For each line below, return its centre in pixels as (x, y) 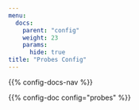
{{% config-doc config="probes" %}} (69, 97)
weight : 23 (41, 38)
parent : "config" (51, 30)
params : (35, 45)
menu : (17, 15)
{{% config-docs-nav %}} (51, 82)
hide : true (47, 52)
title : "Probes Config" (48, 60)
